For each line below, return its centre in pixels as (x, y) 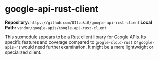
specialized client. (23, 52)
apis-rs (13, 47)
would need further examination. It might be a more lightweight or (88, 47)
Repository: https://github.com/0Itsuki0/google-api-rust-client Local (79, 22)
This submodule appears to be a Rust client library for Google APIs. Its (76, 37)
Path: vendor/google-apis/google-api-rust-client (56, 27)
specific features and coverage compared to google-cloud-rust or (71, 42)
